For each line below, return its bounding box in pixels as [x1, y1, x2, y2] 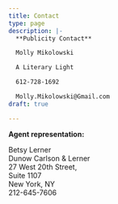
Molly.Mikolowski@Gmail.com [15, 93, 111, 101]
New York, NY [8, 179, 55, 189]
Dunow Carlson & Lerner [8, 153, 91, 163]
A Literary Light [15, 64, 74, 72]
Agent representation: [8, 129, 85, 139]
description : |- [8, 27, 63, 35]
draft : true [8, 100, 48, 108]
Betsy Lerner [8, 144, 52, 154]
